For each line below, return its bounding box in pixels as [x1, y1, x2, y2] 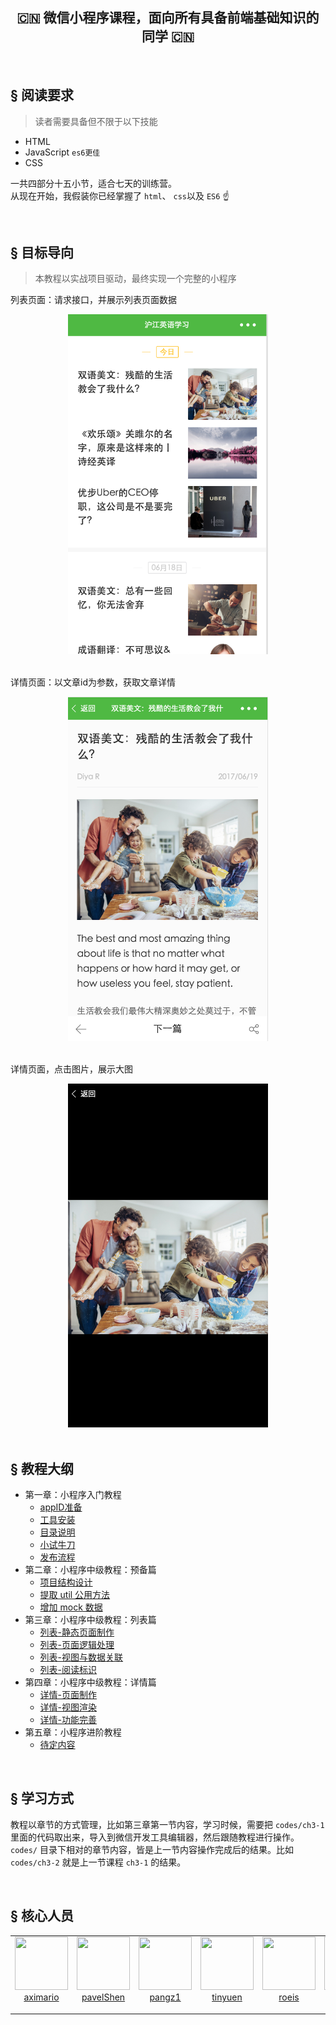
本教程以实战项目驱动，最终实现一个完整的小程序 [34, 273, 237, 285]
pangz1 [149, 1991, 182, 2003]
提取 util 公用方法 [39, 1589, 111, 1601]
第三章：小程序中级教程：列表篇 [24, 1614, 157, 1626]
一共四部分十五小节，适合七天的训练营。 [10, 177, 177, 189]
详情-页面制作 [39, 1689, 98, 1701]
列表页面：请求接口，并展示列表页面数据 [10, 294, 177, 306]
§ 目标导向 [10, 244, 74, 262]
